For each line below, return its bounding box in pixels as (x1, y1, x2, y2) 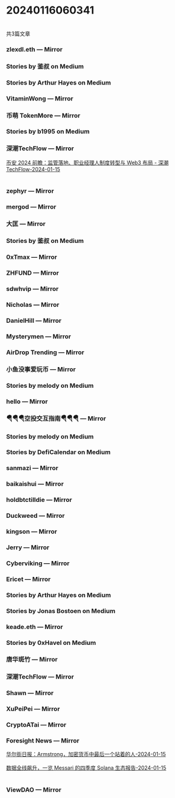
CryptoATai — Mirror (6, 721, 67, 729)
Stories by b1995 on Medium (6, 128, 90, 136)
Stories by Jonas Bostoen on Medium (6, 606, 116, 615)
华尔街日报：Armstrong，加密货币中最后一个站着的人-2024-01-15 (6, 751, 166, 758)
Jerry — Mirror (6, 543, 50, 552)
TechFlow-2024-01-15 (6, 166, 60, 173)
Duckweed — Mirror (6, 512, 65, 520)
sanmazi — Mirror (6, 464, 59, 472)
